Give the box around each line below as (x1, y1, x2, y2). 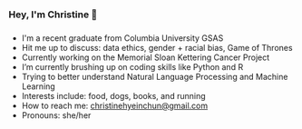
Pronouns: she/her (21, 109, 92, 121)
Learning (21, 81, 55, 92)
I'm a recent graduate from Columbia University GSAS (21, 32, 224, 44)
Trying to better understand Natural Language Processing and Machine (21, 71, 288, 82)
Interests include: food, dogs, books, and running (21, 90, 206, 101)
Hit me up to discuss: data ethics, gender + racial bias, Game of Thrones (21, 42, 293, 53)
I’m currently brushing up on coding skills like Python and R (21, 61, 244, 72)
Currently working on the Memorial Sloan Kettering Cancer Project (21, 52, 270, 63)
